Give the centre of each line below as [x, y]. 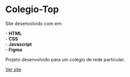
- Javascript [19, 44]
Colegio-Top [32, 9]
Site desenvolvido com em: [34, 23]
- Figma [14, 49]
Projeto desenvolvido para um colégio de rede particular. [65, 59]
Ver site [13, 69]
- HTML [14, 33]
